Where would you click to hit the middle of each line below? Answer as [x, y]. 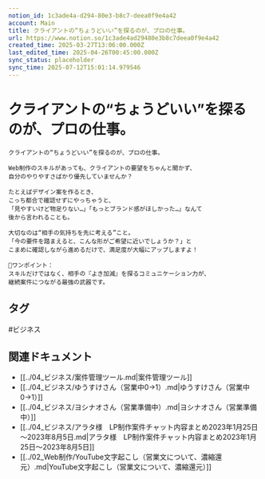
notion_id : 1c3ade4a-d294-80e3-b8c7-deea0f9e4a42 [93, 16]
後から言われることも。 [41, 217]
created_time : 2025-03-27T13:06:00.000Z [77, 45]
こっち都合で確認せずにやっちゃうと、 [61, 200]
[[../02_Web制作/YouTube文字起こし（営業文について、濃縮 [117, 457]
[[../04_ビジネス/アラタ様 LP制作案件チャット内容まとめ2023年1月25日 [139, 427]
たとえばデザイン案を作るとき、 [53, 192]
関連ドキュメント [50, 357]
